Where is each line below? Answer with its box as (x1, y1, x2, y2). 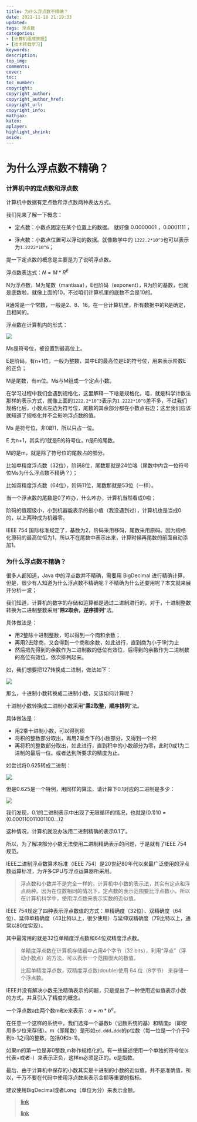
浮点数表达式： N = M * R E (6, 268, 69, 276)
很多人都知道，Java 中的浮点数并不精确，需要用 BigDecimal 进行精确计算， (6, 572, 188, 579)
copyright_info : (6, 107, 46, 113)
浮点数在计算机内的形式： (6, 321, 68, 328)
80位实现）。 (16, 922, 46, 929)
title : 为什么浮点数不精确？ (6, 8, 69, 15)
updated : (6, 19, 28, 25)
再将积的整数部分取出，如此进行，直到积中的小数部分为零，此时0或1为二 (14, 742, 190, 749)
